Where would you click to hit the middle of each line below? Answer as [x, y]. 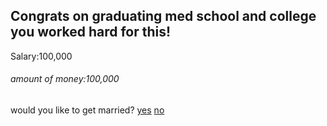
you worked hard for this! [91, 32]
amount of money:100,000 [65, 79]
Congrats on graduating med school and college [163, 16]
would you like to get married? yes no [87, 110]
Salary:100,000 [41, 56]
